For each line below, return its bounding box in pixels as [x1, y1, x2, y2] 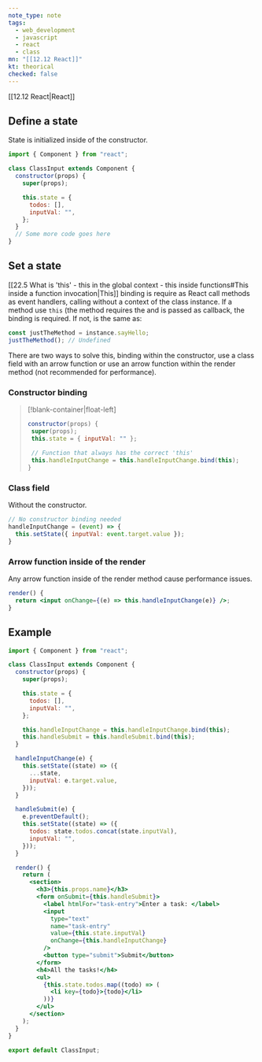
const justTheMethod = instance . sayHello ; [8, 328, 149, 337]
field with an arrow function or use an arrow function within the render [8, 359, 236, 368]
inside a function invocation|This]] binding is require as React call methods [8, 288, 250, 298]
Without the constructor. [8, 501, 87, 510]
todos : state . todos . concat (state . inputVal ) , [28, 827, 178, 835]
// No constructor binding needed [8, 516, 122, 524]
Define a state [8, 115, 79, 128]
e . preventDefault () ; [22, 812, 90, 821]
